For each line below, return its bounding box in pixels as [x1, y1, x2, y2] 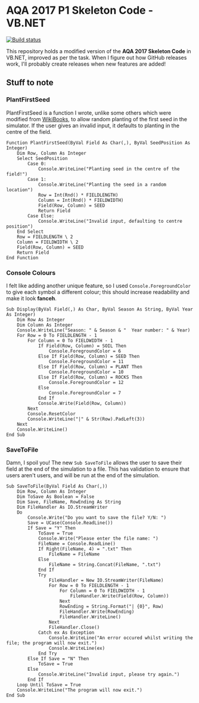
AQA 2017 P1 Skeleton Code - [6, 4, 154, 17]
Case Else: [27, 213, 55, 219]
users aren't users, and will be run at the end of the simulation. [6, 472, 160, 479]
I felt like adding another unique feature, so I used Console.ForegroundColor [6, 282, 191, 289]
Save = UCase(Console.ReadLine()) [27, 520, 113, 526]
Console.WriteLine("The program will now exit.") [17, 687, 143, 693]
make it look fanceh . [6, 294, 57, 302]
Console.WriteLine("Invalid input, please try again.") [38, 671, 180, 678]
